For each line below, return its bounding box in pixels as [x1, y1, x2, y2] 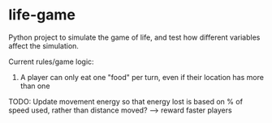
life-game [8, 6, 76, 24]
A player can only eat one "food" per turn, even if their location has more [19, 72, 264, 82]
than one [19, 81, 50, 91]
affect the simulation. [8, 40, 80, 50]
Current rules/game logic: [8, 57, 95, 66]
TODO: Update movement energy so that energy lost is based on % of [8, 96, 244, 106]
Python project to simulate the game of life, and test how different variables [8, 32, 261, 42]
